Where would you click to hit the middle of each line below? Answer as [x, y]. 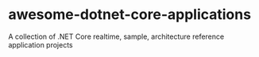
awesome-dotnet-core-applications [130, 15]
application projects [41, 44]
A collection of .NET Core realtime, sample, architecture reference [116, 36]
